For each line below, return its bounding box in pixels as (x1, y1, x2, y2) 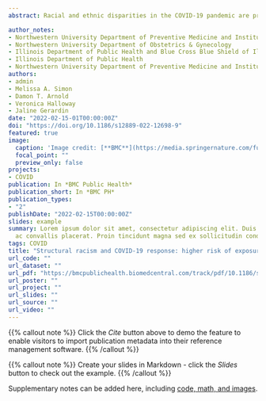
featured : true (8, 129, 59, 137)
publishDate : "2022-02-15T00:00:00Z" (8, 210, 133, 218)
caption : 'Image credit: (15, 143, 97, 151)
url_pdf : (8, 269, 37, 277)
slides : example (8, 217, 62, 226)
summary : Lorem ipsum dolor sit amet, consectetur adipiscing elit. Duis (8, 225, 257, 233)
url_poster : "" (8, 277, 59, 285)
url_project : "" (8, 284, 62, 292)
